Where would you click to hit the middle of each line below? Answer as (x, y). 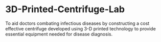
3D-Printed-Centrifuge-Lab (65, 9)
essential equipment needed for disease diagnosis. (59, 34)
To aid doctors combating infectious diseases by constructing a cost (77, 23)
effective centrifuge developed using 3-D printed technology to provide (80, 28)
